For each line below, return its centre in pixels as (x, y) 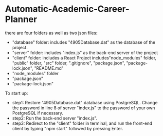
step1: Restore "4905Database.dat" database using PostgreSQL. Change (85, 102)
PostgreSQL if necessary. (37, 113)
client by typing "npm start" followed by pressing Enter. (67, 128)
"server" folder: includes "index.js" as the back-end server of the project (85, 53)
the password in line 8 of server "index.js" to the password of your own (83, 108)
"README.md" (49, 68)
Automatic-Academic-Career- (67, 9)
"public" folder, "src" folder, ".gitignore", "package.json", (69, 63)
